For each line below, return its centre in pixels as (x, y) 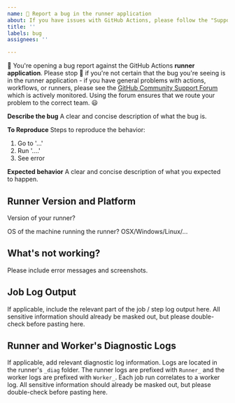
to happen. (23, 179)
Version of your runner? (41, 218)
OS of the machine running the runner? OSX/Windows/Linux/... (98, 231)
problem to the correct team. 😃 (53, 103)
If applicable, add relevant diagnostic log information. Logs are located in (113, 362)
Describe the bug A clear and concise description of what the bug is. (107, 117)
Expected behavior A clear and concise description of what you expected (114, 172)
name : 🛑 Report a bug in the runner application (79, 14)
